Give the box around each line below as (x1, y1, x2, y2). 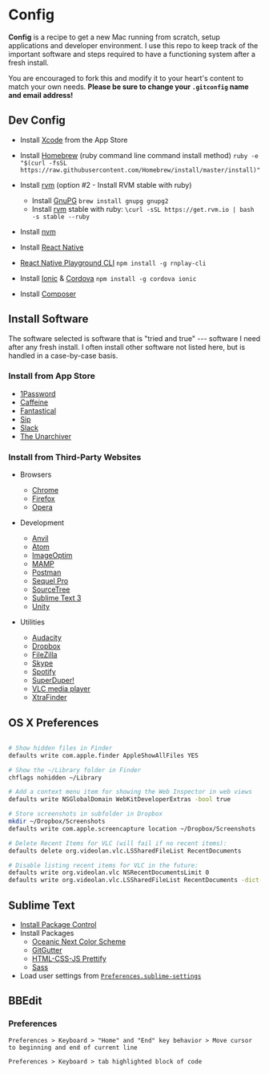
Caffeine (19, 397, 49, 407)
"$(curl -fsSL (19, 159, 67, 167)
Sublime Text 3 (31, 593, 82, 603)
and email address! (8, 90, 74, 100)
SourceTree (31, 584, 70, 595)
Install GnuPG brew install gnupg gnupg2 (31, 195, 169, 205)
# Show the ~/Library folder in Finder (8, 766, 142, 774)
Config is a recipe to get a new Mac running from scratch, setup (8, 32, 220, 42)
